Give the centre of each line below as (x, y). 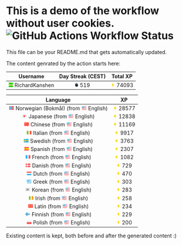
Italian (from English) (62, 133)
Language (58, 100)
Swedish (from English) (62, 141)
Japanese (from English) (62, 116)
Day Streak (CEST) (82, 76)
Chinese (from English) (61, 125)
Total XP (122, 76)
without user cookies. (60, 23)
